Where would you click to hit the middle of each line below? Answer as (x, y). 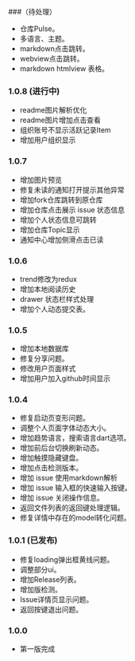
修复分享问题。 (44, 358)
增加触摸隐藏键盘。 (51, 458)
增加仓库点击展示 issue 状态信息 (72, 209)
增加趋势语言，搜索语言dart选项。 (75, 438)
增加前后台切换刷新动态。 (62, 448)
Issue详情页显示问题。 (56, 599)
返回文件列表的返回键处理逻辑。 (72, 508)
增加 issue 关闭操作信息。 (62, 498)
